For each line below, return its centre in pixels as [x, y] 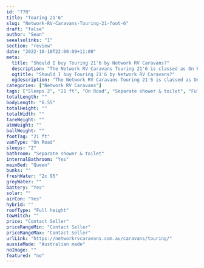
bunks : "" [19, 171]
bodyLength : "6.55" [31, 102]
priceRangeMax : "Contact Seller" [49, 233]
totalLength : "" [27, 97]
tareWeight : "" [25, 119]
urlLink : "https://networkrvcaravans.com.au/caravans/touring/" [89, 238]
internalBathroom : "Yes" [38, 159]
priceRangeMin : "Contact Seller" [49, 227]
